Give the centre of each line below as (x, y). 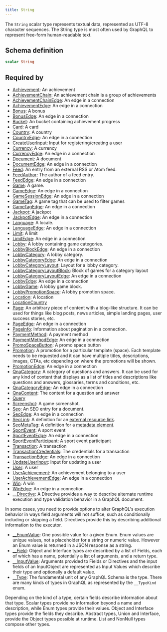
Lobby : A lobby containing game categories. (58, 244)
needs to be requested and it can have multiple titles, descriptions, (81, 356)
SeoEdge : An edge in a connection (48, 414)
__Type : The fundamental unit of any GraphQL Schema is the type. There (87, 577)
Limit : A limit (25, 233)
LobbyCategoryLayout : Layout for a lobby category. (65, 265)
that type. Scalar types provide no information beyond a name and (73, 603)
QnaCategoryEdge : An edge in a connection (58, 388)
